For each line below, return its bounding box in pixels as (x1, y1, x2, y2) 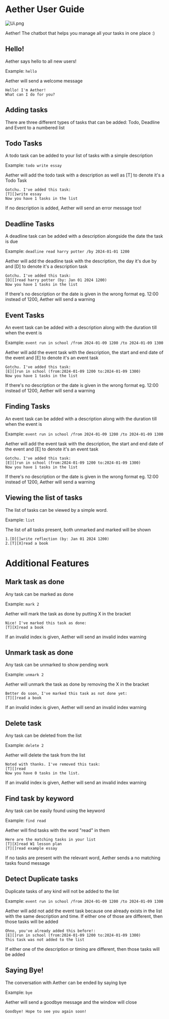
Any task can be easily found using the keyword (5, 808, 105, 814)
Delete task (5, 719, 42, 728)
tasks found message (5, 860, 50, 866)
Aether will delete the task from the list (5, 752, 86, 758)
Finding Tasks (5, 402, 50, 411)
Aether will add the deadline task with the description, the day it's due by (5, 258, 157, 264)
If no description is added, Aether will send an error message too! (5, 205, 142, 211)
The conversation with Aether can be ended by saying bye (5, 980, 127, 986)
